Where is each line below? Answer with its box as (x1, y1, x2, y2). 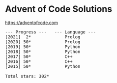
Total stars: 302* (5, 73, 50, 79)
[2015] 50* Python (5, 63, 81, 69)
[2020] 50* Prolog (5, 39, 81, 45)
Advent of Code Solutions (5, 3, 112, 15)
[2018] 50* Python (5, 49, 81, 55)
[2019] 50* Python (5, 44, 81, 50)
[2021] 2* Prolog (5, 34, 81, 40)
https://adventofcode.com (5, 20, 58, 26)
